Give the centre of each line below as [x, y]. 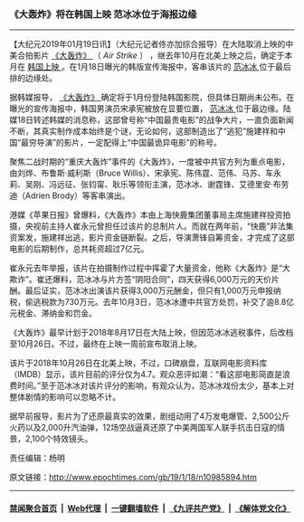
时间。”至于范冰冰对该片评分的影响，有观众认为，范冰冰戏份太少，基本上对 [156, 385]
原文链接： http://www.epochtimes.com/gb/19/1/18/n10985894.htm [133, 478]
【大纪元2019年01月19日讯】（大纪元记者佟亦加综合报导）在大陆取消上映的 [147, 44]
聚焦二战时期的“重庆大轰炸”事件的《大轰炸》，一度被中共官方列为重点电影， [150, 162]
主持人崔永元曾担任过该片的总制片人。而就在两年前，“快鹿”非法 [167, 226]
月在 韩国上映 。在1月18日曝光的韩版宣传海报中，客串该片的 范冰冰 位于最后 [150, 67]
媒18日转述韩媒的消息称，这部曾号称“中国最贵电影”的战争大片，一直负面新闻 [152, 120]
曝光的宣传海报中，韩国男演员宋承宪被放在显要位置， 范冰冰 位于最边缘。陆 [150, 109]
